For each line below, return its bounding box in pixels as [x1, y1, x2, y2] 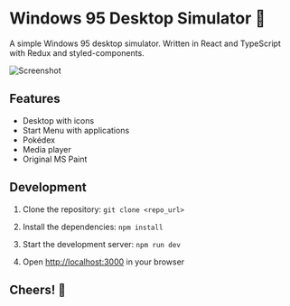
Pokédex [22, 134, 56, 145]
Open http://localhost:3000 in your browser [22, 256, 185, 267]
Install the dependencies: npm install [22, 221, 164, 232]
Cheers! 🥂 [9, 282, 66, 297]
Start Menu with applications [22, 125, 130, 135]
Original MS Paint [22, 153, 88, 164]
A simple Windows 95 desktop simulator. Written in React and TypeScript [9, 38, 282, 49]
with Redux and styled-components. [9, 47, 145, 58]
